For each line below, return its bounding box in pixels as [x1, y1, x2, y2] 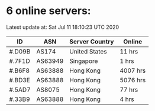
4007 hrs [120, 66, 146, 75]
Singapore [69, 57, 98, 65]
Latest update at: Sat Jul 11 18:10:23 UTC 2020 [6, 23, 120, 31]
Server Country [69, 37, 114, 45]
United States [69, 47, 108, 55]
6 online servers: [6, 4, 91, 18]
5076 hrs [120, 76, 146, 84]
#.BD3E [9, 76, 31, 84]
